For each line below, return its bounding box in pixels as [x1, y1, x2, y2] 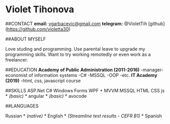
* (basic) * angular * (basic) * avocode [5, 93, 87, 99]
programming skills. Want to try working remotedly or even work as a [5, 51, 151, 57]
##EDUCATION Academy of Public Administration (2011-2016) [5, 67, 140, 73]
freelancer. [5, 56, 28, 63]
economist [5, 72, 28, 78]
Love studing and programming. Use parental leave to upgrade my [5, 46, 145, 52]
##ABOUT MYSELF [5, 36, 46, 42]
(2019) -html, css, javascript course [5, 77, 81, 84]
